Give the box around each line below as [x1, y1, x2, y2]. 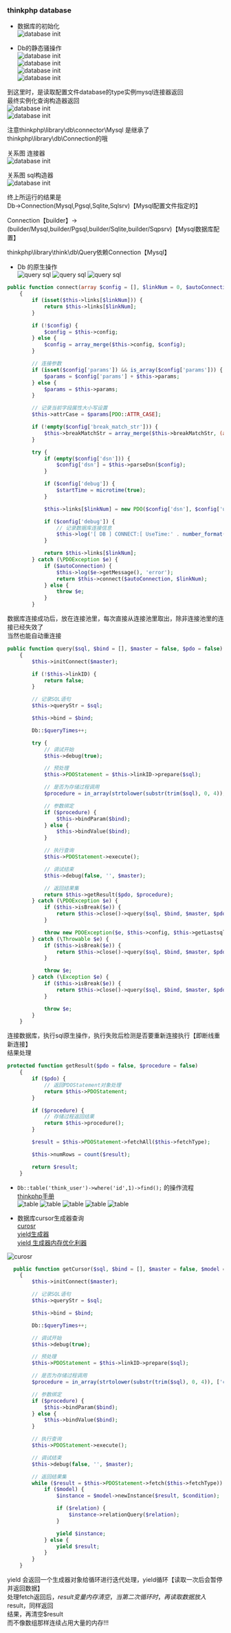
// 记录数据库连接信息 [56, 525, 112, 531]
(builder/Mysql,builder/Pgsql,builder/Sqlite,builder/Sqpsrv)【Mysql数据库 [7, 225, 214, 233]
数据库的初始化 [16, 22, 60, 30]
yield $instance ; [56, 1530, 107, 1537]
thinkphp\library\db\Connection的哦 [7, 134, 108, 143]
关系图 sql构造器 [7, 171, 54, 179]
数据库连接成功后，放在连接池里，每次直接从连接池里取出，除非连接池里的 [7, 614, 218, 622]
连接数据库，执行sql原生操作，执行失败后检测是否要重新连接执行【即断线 [7, 1031, 214, 1039]
